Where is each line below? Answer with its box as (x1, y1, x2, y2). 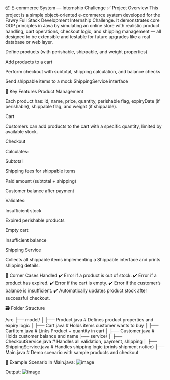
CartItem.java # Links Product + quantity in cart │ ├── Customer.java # (5, 328, 155, 334)
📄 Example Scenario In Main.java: (5, 359, 75, 365)
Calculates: (5, 149, 29, 154)
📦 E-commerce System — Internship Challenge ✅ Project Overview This (5, 5, 159, 11)
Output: (5, 369, 21, 375)
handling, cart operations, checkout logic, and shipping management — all (5, 28, 161, 34)
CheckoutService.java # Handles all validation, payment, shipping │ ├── (5, 338, 158, 344)
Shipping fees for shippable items (5, 168, 76, 174)
